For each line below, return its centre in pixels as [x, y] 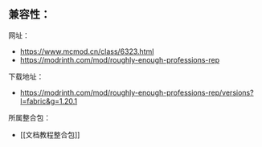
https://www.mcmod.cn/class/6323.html [87, 51]
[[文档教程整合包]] [50, 134]
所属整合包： [29, 117]
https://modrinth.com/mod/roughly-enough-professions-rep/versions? [137, 92]
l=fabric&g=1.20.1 [49, 101]
